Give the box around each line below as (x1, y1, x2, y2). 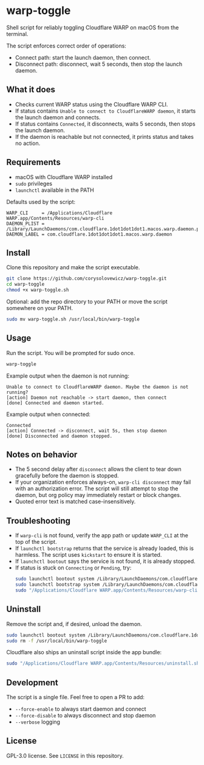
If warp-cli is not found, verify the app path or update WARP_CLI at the (15, 532, 188, 539)
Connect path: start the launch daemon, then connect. (15, 54, 151, 61)
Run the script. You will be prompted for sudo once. (6, 349, 135, 356)
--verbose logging (15, 718, 61, 725)
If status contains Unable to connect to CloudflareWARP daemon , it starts (15, 107, 196, 115)
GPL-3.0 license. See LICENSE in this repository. (6, 752, 124, 759)
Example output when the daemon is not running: (6, 372, 129, 379)
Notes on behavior (6, 449, 78, 460)
